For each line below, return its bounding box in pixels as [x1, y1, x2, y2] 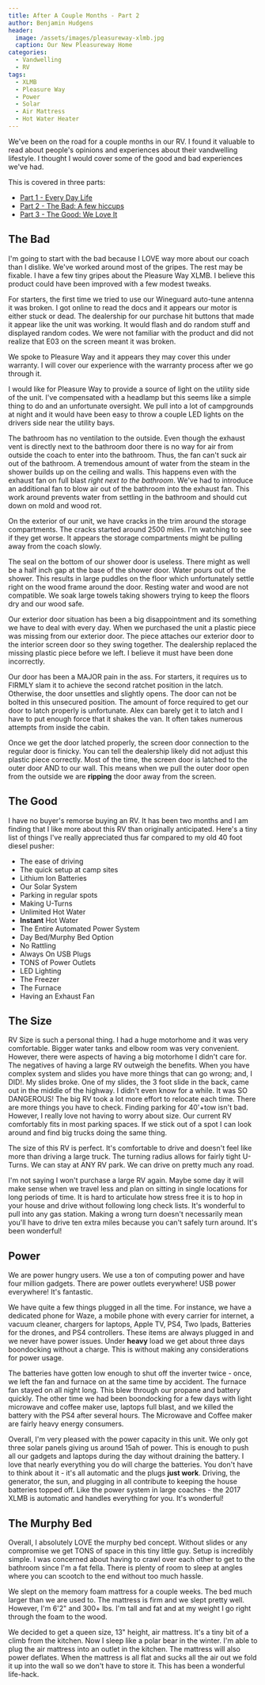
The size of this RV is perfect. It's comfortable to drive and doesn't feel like [8, 1144, 252, 1153]
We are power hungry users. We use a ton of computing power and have [8, 1271, 245, 1280]
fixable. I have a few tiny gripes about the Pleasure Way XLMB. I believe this [8, 271, 256, 280]
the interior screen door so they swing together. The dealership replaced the [8, 640, 257, 649]
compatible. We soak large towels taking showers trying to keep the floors [8, 591, 250, 600]
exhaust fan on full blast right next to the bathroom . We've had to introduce [8, 475, 253, 485]
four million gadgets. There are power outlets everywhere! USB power [8, 1279, 237, 1288]
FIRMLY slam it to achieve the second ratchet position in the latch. [8, 680, 224, 690]
